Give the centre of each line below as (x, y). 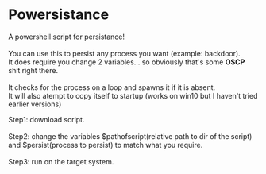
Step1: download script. (46, 119)
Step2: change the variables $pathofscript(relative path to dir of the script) (130, 136)
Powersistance (59, 15)
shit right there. (33, 70)
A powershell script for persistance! (67, 37)
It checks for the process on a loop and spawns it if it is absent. (112, 87)
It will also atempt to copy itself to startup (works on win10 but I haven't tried (133, 95)
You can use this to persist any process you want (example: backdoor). (124, 53)
